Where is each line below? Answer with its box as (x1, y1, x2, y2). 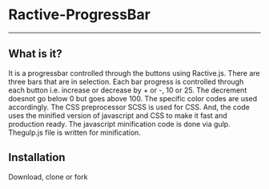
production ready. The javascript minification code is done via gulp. (8, 119, 231, 128)
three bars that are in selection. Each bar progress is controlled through (8, 77, 244, 86)
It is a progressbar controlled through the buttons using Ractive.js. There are (8, 68, 260, 77)
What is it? (8, 47, 62, 61)
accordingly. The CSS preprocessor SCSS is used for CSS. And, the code (8, 102, 250, 112)
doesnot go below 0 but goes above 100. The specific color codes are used (8, 93, 258, 103)
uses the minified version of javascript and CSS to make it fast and (8, 110, 228, 120)
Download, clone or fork (8, 171, 88, 181)
